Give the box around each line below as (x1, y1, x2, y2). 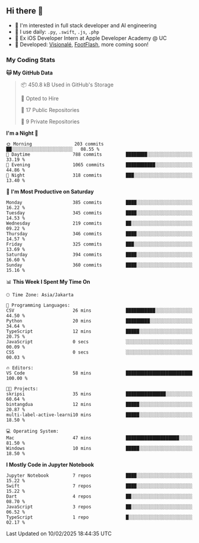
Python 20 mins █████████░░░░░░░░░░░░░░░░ (6, 318, 193, 324)
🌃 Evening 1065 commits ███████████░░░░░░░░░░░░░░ (6, 162, 193, 168)
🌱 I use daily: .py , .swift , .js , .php (14, 28, 100, 35)
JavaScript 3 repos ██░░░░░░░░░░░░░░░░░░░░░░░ (6, 504, 193, 510)
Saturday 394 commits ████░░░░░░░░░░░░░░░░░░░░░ (6, 252, 193, 258)
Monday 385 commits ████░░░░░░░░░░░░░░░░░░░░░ (6, 200, 193, 206)
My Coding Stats (6, 55, 55, 64)
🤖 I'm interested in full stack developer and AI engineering (14, 21, 157, 29)
